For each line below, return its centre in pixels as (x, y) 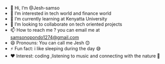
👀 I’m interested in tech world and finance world (61, 13)
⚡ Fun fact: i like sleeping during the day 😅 (55, 48)
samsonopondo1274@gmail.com (45, 37)
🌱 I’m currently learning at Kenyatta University (59, 19)
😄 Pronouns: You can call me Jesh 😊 (50, 43)
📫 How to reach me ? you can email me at (55, 30)
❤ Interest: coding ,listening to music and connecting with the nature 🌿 (85, 56)
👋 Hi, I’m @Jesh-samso (35, 8)
